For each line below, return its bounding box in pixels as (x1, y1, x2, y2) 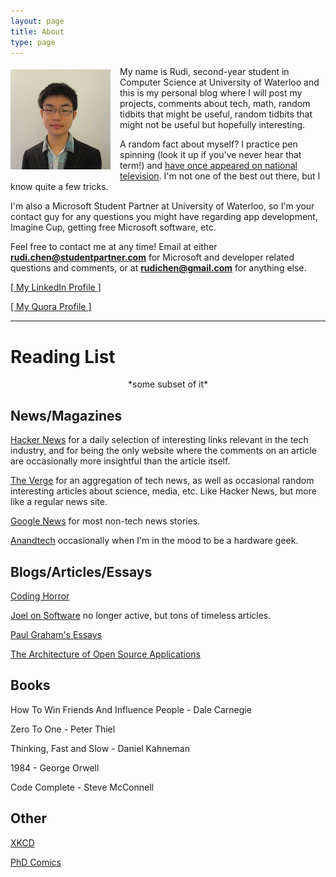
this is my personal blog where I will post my (119, 87, 303, 99)
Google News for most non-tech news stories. (10, 515, 201, 527)
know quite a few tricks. (10, 181, 109, 193)
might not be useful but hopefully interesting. (119, 119, 306, 131)
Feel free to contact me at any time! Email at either (10, 241, 218, 253)
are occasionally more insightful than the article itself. (10, 455, 231, 467)
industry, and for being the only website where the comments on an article (10, 445, 317, 457)
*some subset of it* (128, 378, 208, 390)
